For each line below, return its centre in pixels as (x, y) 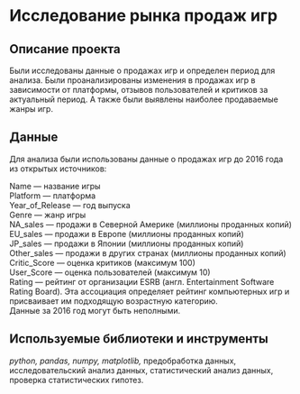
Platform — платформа (53, 196)
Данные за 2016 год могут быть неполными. (95, 310)
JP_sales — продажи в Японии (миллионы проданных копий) (127, 243)
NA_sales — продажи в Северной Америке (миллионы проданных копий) (151, 224)
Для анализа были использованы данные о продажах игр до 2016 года (146, 159)
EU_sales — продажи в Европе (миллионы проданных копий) (127, 234)
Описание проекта (65, 49)
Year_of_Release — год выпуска (70, 205)
